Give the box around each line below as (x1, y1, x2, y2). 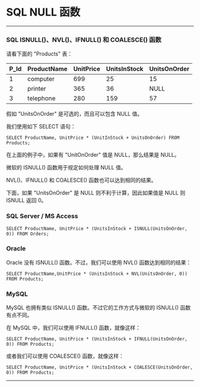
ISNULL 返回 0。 (6, 197, 47, 204)
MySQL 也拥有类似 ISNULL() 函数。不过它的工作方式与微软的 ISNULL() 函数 (6, 304, 191, 311)
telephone (27, 94, 56, 103)
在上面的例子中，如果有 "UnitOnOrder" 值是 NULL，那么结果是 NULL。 (6, 151, 180, 159)
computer (27, 75, 55, 83)
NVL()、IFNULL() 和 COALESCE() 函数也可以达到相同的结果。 (6, 177, 157, 184)
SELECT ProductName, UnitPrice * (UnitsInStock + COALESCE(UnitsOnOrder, (6, 364, 193, 370)
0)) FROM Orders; (6, 231, 49, 237)
